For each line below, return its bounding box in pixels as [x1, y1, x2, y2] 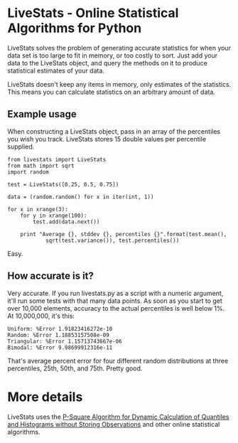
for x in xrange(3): [7, 206, 69, 213]
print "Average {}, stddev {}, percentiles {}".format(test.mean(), [20, 230, 227, 237]
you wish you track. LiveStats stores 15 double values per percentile [7, 134, 207, 143]
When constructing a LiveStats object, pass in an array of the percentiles [7, 127, 221, 136]
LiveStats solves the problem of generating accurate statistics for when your [7, 43, 231, 52]
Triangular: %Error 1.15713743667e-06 [7, 338, 122, 345]
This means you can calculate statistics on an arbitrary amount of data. [7, 87, 215, 96]
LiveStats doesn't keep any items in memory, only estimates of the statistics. [7, 80, 232, 88]
